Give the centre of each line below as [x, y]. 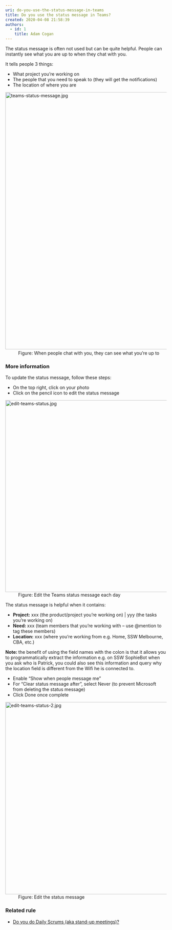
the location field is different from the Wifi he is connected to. [70, 669]
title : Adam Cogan [34, 34]
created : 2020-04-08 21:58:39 [38, 20]
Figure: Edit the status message [51, 897]
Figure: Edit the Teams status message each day [69, 595]
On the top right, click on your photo [51, 388]
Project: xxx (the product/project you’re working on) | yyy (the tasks [85, 615]
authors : [15, 24]
